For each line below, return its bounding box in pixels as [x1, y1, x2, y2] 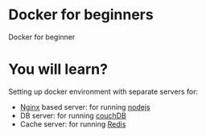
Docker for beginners [8, 6, 154, 24]
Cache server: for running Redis [19, 119, 126, 129]
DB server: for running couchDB [19, 111, 126, 120]
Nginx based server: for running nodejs [19, 102, 150, 111]
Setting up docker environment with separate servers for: [8, 87, 199, 96]
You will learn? [8, 60, 109, 79]
